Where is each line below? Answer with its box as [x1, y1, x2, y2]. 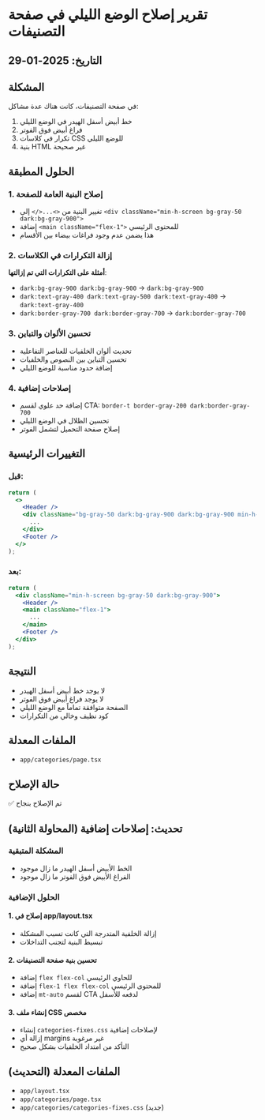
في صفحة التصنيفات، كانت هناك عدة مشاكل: [8, 101, 140, 111]
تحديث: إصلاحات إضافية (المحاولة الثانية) [8, 821, 183, 835]
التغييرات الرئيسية [8, 447, 85, 460]
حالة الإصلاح [8, 777, 60, 791]
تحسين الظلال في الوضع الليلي [19, 415, 110, 425]
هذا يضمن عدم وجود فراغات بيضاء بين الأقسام [19, 231, 154, 240]
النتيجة [8, 665, 37, 678]
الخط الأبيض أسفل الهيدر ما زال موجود [19, 863, 132, 873]
